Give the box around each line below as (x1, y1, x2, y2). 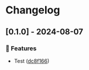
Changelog (5, 3, 60, 17)
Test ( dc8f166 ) (13, 57, 50, 64)
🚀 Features (5, 44, 37, 52)
